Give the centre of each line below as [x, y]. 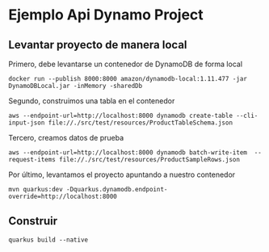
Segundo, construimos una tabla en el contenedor [92, 101]
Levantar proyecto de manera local [98, 45]
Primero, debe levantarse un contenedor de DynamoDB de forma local [126, 64]
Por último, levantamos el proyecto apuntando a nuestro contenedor [122, 174]
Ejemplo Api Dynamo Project [106, 15]
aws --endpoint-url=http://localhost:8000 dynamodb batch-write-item [128, 153]
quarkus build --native [48, 240]
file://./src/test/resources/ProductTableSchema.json [140, 123]
